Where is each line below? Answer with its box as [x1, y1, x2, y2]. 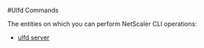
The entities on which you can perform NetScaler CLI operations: [7, 20, 197, 28]
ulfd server [17, 33, 50, 42]
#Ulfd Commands [7, 6, 59, 14]
